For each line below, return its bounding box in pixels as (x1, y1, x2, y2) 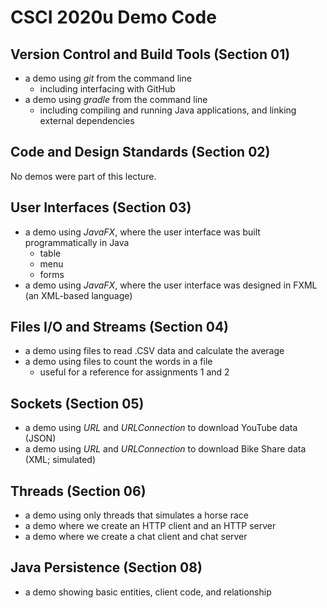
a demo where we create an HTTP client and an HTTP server (24, 520, 277, 532)
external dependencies (39, 115, 135, 126)
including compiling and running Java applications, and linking (39, 104, 297, 116)
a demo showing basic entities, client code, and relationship (24, 586, 272, 598)
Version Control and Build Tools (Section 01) (10, 46, 291, 63)
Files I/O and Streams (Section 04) (10, 319, 230, 336)
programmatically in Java (24, 236, 130, 248)
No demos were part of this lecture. (10, 170, 157, 182)
